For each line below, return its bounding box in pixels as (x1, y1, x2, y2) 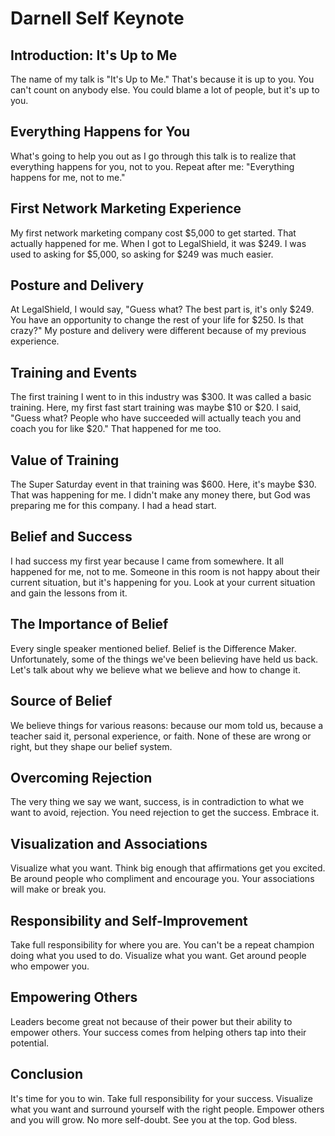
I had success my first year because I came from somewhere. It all (10, 555, 284, 567)
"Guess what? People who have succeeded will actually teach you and (10, 412, 302, 424)
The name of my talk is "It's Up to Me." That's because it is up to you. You (10, 73, 315, 85)
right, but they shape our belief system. (10, 740, 173, 752)
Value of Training (10, 452, 120, 469)
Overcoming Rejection (10, 769, 153, 786)
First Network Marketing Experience (10, 200, 242, 217)
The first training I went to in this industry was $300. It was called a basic (10, 391, 312, 403)
